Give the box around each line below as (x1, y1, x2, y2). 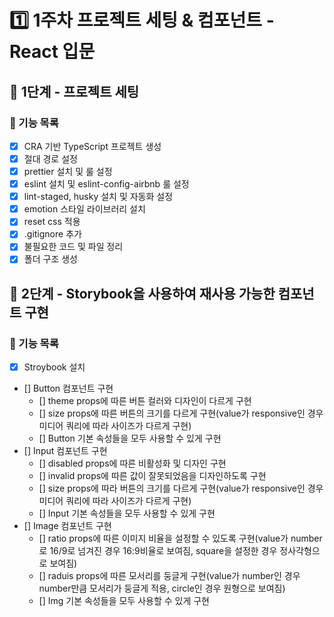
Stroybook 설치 (23, 361, 86, 373)
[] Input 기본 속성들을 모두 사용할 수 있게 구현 (38, 507, 216, 520)
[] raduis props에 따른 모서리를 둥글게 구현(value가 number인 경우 (38, 570, 301, 582)
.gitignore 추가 (23, 228, 82, 240)
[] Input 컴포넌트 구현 (23, 445, 108, 457)
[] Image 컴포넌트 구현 (23, 520, 112, 532)
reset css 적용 (23, 216, 81, 228)
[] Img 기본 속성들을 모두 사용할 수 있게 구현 (38, 595, 210, 607)
